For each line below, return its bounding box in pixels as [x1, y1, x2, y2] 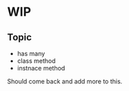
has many [17, 49, 46, 57]
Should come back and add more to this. [7, 77, 123, 86]
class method [17, 57, 57, 65]
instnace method [17, 64, 66, 72]
